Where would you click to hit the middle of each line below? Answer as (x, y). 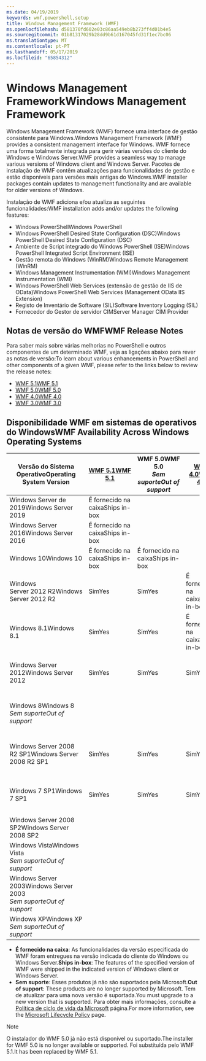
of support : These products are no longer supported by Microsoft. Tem (105, 989)
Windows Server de (38, 500)
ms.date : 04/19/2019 (33, 12)
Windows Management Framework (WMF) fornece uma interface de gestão (102, 131)
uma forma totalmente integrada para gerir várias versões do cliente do (97, 150)
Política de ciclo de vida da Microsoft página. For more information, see (105, 1008)
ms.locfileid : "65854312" (39, 58)
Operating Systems (44, 442)
